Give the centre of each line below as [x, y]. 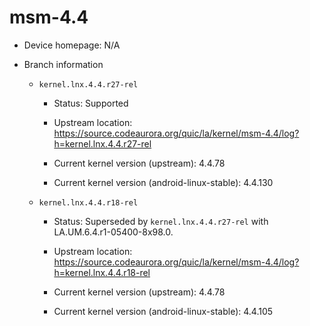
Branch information [63, 64]
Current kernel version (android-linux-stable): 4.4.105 [163, 311]
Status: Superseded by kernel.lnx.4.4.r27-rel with [161, 221]
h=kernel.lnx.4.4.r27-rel [102, 143]
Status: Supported [91, 103]
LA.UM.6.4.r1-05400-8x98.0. [113, 232]
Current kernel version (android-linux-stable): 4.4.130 [163, 182]
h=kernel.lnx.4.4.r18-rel [102, 272]
